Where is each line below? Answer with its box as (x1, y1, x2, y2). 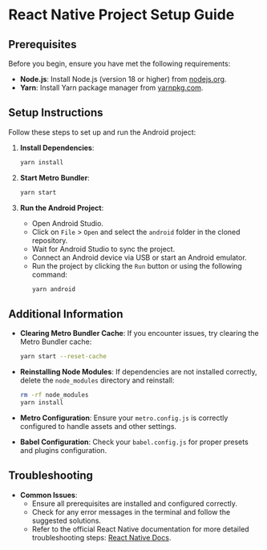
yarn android (31, 285, 76, 293)
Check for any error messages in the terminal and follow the (31, 507, 231, 516)
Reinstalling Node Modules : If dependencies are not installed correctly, (19, 367, 258, 377)
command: (31, 269, 68, 279)
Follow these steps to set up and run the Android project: (8, 127, 196, 137)
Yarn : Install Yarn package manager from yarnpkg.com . (19, 83, 204, 92)
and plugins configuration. (19, 445, 107, 455)
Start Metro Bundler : (19, 172, 90, 182)
